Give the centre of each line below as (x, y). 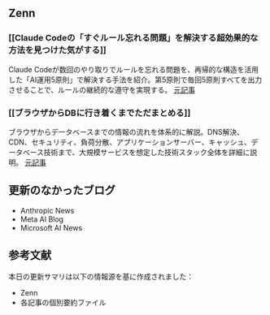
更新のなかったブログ (62, 190)
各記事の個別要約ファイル (63, 302)
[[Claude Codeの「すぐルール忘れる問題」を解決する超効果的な (133, 38)
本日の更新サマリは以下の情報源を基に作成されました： (101, 276)
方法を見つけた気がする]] (58, 50)
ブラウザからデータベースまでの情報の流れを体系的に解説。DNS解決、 (126, 132)
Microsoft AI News (51, 227)
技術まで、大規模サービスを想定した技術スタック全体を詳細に (147, 152)
